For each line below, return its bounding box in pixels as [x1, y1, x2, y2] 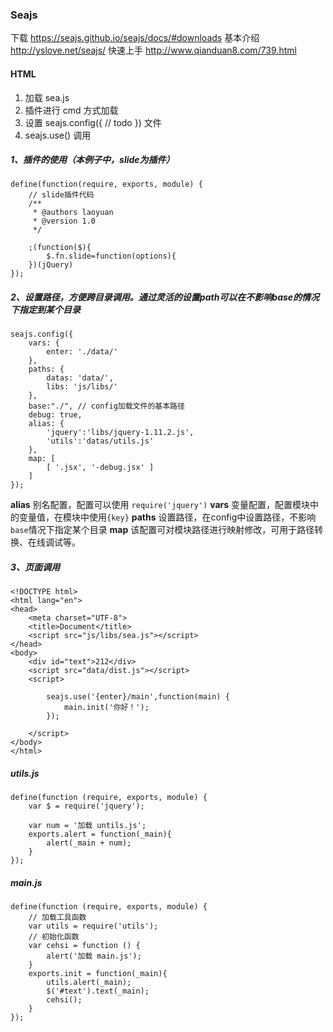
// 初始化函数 [28, 932, 80, 942]
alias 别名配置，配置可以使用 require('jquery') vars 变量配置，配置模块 [10, 499, 311, 511]
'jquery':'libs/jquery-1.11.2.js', [46, 428, 195, 438]
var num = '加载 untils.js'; [28, 821, 147, 831]
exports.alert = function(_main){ [28, 829, 172, 840]
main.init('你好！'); [63, 703, 150, 713]
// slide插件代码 [28, 190, 95, 200]
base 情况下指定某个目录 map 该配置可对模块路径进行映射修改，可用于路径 [10, 524, 315, 536]
